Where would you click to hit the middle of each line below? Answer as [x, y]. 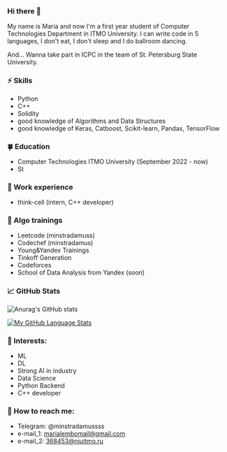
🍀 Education [29, 146]
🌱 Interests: [27, 340]
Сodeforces [34, 265]
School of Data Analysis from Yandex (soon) [81, 272]
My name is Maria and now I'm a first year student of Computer [98, 27]
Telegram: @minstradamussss [61, 426]
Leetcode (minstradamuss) [56, 235]
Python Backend [41, 386]
